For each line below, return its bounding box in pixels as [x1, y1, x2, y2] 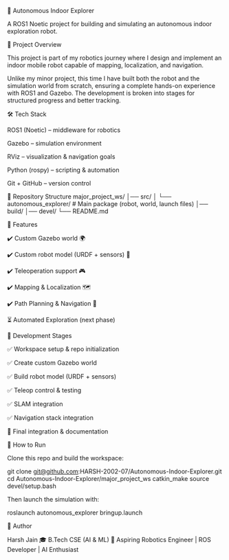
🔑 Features [7, 221, 38, 228]
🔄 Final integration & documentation [7, 427, 109, 436]
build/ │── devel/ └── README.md [7, 207, 109, 215]
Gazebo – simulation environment [7, 139, 102, 147]
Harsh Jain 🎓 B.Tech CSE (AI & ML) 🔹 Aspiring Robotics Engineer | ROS [7, 536, 211, 544]
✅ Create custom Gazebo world [7, 359, 98, 367]
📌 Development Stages [7, 332, 72, 339]
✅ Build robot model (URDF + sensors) [7, 372, 117, 381]
